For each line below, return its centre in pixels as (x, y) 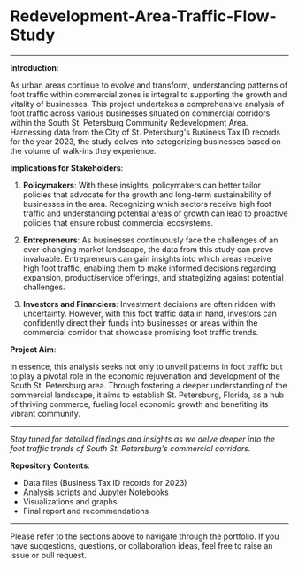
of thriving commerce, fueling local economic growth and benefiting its (139, 404)
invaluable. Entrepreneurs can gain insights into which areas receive (147, 258)
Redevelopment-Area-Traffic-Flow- (143, 16)
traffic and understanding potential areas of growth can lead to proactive (155, 213)
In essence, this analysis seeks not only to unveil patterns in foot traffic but (146, 366)
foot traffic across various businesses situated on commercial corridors (140, 113)
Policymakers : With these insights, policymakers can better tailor (142, 185)
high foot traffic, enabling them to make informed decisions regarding (149, 268)
